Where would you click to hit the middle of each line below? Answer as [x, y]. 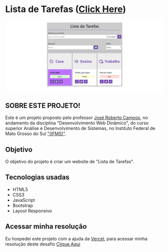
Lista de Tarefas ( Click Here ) [66, 9]
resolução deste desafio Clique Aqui [43, 244]
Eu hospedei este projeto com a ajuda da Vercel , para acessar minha [76, 238]
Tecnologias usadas [37, 177]
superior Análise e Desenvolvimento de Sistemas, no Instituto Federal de [80, 129]
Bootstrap [23, 205]
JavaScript [24, 200]
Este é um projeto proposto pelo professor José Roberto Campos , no [77, 118]
